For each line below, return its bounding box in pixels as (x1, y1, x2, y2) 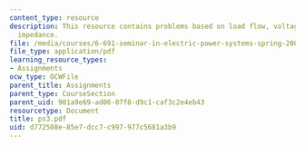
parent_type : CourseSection (9, 89, 116, 98)
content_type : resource (9, 13, 100, 23)
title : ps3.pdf (9, 114, 67, 123)
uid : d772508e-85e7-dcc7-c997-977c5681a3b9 (9, 123, 177, 132)
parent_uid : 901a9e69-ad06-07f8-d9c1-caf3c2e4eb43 (9, 97, 205, 107)
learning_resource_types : (9, 55, 107, 64)
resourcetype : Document (9, 106, 100, 115)
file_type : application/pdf (9, 47, 116, 56)
